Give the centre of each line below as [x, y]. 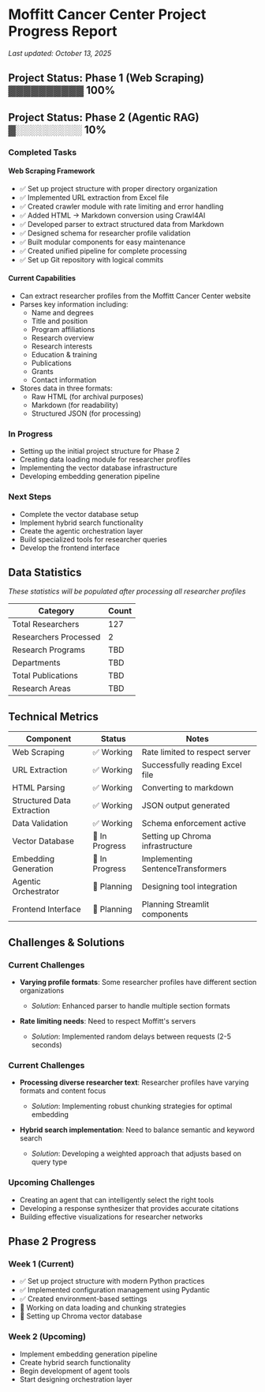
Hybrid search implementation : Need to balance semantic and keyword [137, 1130]
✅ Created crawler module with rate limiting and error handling [121, 206]
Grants [42, 372]
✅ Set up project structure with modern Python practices [112, 1281]
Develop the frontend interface [69, 548]
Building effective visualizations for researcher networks [111, 1217]
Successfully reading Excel [192, 765]
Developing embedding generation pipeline [90, 477]
